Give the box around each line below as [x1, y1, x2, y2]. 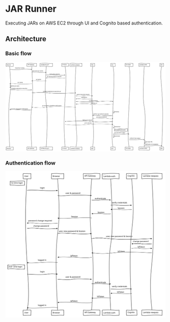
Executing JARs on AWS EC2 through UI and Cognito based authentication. [5, 20, 163, 26]
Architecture [5, 35, 47, 43]
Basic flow [5, 50, 32, 57]
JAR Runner [5, 3, 57, 15]
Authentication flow [5, 159, 56, 166]
